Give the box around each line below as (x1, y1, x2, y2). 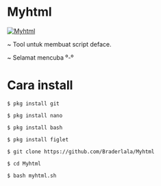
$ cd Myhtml (7, 160, 41, 167)
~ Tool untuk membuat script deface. (7, 40, 112, 48)
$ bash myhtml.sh (7, 172, 57, 179)
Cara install (7, 78, 73, 93)
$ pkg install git (7, 100, 60, 107)
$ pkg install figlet (7, 136, 69, 143)
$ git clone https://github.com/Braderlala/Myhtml (7, 148, 155, 155)
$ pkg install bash (7, 124, 63, 131)
